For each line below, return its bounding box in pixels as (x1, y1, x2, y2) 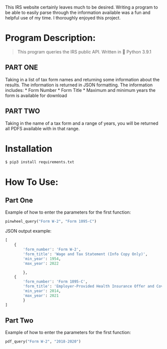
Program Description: (5, 32, 96, 44)
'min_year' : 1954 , (23, 256, 61, 261)
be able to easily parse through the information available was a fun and (5, 9, 151, 15)
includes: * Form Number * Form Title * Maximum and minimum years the (5, 87, 156, 93)
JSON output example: (5, 228, 52, 234)
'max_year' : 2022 (23, 261, 59, 266)
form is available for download (5, 92, 67, 98)
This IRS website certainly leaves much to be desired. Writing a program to (5, 4, 158, 10)
